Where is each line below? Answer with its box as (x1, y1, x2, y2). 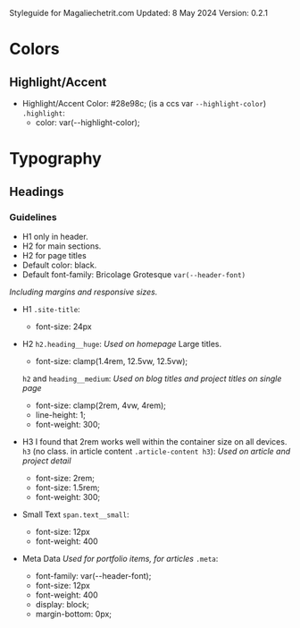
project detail (21, 455, 71, 466)
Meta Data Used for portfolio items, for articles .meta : (21, 553, 219, 564)
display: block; (35, 598, 89, 609)
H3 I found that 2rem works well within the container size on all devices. (21, 436, 287, 446)
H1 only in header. (21, 231, 88, 242)
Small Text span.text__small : (21, 509, 129, 520)
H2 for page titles (21, 250, 87, 260)
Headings (9, 183, 64, 199)
